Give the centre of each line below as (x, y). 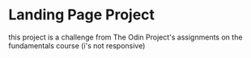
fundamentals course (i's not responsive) (77, 45)
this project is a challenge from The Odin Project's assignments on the (125, 37)
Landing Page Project (82, 15)
